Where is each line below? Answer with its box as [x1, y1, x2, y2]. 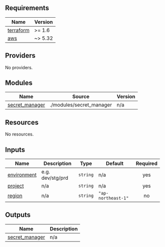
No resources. [5, 131, 34, 137]
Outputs [5, 211, 31, 219]
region [7, 192, 23, 199]
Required [136, 160, 158, 167]
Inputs [5, 145, 26, 154]
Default [106, 160, 124, 167]
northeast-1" [98, 195, 129, 201]
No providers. [5, 64, 33, 70]
